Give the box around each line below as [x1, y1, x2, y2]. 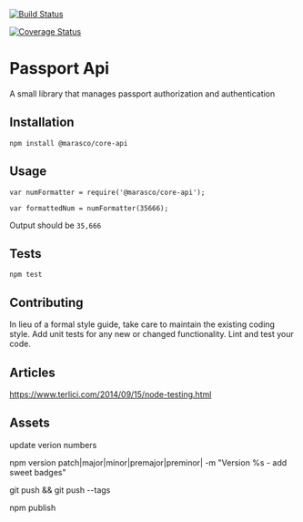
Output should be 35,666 [9, 220, 102, 230]
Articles [9, 364, 56, 380]
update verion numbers [9, 439, 97, 450]
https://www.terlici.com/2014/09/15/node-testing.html [9, 389, 212, 400]
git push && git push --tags [9, 484, 111, 496]
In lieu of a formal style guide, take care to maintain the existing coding [9, 319, 276, 330]
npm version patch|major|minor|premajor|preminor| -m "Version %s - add [9, 456, 288, 468]
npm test [9, 270, 43, 280]
